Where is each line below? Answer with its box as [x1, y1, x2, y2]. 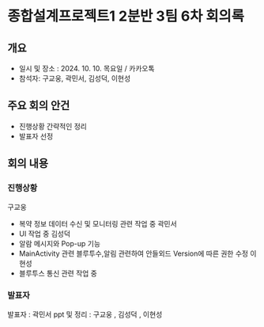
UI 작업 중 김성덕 [18, 229, 71, 238]
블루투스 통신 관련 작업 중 [18, 268, 98, 278]
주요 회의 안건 [7, 99, 70, 112]
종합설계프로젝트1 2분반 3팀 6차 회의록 [7, 7, 244, 25]
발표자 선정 [18, 131, 54, 141]
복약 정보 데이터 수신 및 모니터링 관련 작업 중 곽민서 [18, 219, 177, 228]
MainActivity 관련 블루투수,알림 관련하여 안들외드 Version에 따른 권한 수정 [18, 249, 249, 258]
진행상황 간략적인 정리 [18, 121, 88, 131]
